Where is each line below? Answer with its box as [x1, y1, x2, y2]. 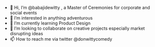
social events [9, 10, 37, 16]
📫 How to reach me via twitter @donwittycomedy [9, 36, 113, 42]
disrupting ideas [9, 31, 43, 36]
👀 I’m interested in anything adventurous [9, 15, 93, 21]
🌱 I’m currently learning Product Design [9, 20, 91, 26]
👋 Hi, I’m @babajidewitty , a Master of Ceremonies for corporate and [9, 5, 151, 10]
